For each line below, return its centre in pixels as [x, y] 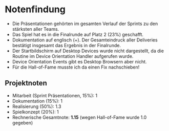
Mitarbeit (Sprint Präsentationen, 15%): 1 [55, 95]
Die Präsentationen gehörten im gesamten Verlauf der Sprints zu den [85, 24]
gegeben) [23, 123]
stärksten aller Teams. [36, 29]
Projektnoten [26, 83]
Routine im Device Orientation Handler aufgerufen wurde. [73, 56]
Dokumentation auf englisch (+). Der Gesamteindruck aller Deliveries [85, 40]
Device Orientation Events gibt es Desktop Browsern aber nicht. [79, 61]
